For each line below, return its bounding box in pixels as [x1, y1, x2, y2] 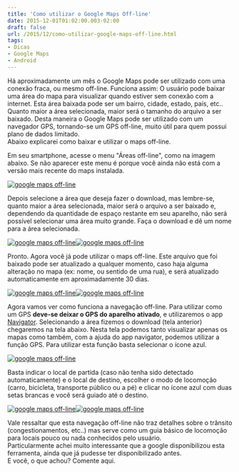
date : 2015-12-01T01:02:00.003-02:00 [7, 17, 120, 24]
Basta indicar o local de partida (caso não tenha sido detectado [7, 368, 194, 376]
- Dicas [7, 44, 31, 51]
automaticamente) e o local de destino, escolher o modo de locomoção [7, 376, 217, 384]
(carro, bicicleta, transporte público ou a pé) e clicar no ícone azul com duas [7, 383, 232, 391]
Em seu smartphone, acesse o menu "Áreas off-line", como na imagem [7, 151, 215, 159]
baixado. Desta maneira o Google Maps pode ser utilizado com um [7, 114, 203, 123]
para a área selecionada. [7, 224, 80, 233]
